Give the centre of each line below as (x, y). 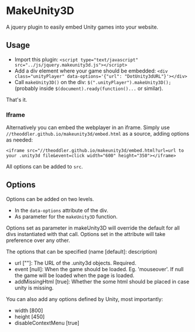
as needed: (20, 140)
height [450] (29, 316)
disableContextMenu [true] (47, 323)
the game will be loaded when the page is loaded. (74, 275)
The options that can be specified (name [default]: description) (82, 251)
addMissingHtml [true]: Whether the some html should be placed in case (102, 281)
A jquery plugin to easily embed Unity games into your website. (82, 27)
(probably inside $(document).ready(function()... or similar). (89, 88)
